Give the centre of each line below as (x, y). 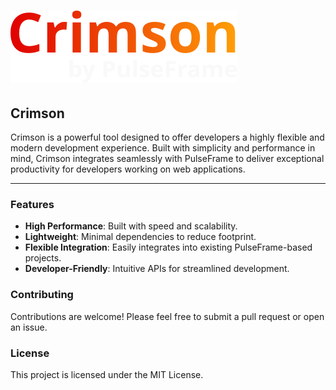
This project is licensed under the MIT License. (107, 374)
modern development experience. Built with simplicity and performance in (163, 148)
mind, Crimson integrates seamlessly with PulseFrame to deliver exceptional (167, 158)
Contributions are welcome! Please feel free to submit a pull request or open (167, 316)
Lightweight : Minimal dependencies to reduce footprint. (140, 237)
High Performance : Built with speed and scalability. (131, 226)
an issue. (29, 327)
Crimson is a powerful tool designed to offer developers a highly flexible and (167, 137)
